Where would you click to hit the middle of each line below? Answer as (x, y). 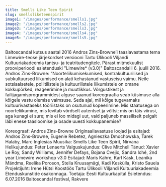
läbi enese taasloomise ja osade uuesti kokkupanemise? (63, 121)
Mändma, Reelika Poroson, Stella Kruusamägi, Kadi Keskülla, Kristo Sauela (82, 163)
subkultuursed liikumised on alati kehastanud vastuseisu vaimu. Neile (77, 79)
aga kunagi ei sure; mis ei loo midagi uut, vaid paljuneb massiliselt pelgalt (81, 116)
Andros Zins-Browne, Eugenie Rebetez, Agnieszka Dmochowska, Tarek (79, 136)
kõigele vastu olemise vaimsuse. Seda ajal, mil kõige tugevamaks (72, 100)
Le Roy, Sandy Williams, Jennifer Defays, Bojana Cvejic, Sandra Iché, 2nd (81, 152)
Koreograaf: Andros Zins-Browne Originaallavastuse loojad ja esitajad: (78, 131)
